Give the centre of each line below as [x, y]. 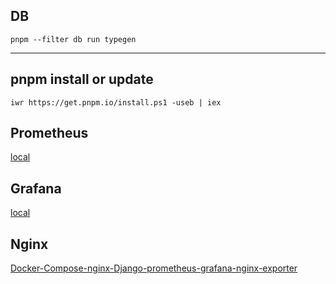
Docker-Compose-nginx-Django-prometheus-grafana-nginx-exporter [154, 268]
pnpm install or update [82, 79]
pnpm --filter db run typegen [73, 39]
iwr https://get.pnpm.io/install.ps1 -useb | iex [116, 102]
